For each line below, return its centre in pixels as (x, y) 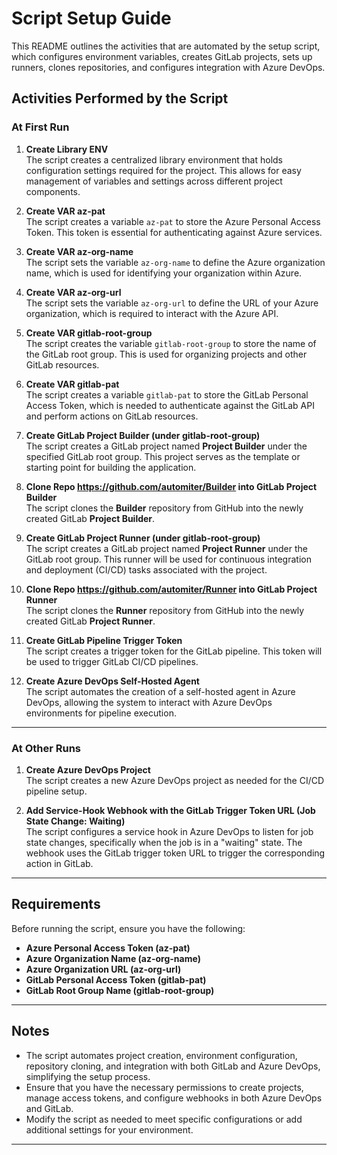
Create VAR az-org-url (73, 292)
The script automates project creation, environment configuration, (161, 1055)
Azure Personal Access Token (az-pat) (108, 948)
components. (53, 191)
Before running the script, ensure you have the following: (128, 928)
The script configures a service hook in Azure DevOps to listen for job (169, 831)
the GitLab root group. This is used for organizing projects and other (166, 354)
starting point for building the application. (111, 467)
